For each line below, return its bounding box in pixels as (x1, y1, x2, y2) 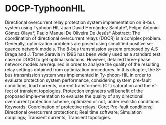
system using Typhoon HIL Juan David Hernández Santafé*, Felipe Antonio (5, 24, 159, 30)
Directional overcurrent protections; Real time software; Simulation (5, 109, 142, 115)
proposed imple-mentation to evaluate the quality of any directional (5, 93, 144, 99)
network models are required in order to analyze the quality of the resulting (5, 62, 160, 67)
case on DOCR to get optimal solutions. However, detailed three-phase (5, 56, 151, 62)
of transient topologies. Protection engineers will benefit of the (14, 88, 143, 94)
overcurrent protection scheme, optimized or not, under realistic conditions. (5, 98, 161, 104)
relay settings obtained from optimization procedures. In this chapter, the (5, 66, 155, 72)
